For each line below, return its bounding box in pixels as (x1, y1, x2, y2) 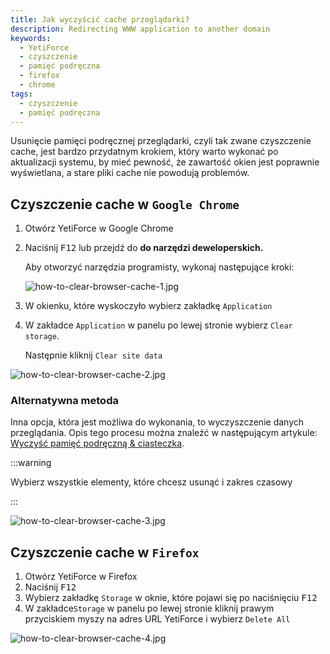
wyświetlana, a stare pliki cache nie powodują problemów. (10, 167, 250, 179)
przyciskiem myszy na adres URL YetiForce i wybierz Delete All (24, 613, 291, 625)
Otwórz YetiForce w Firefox (24, 571, 138, 583)
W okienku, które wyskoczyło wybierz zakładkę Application (24, 300, 273, 312)
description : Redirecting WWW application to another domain (10, 24, 271, 34)
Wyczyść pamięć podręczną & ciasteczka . (10, 437, 185, 450)
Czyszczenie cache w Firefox (10, 544, 200, 561)
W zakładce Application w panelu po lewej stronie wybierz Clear (24, 319, 293, 331)
